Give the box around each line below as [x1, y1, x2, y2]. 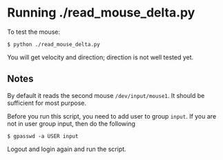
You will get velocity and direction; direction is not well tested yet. [7, 53, 194, 61]
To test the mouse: [7, 28, 61, 36]
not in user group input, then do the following [7, 119, 136, 128]
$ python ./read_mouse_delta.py [7, 41, 100, 48]
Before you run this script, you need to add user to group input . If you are [7, 112, 217, 120]
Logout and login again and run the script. [7, 145, 126, 153]
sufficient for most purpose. [7, 99, 87, 107]
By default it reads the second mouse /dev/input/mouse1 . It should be [7, 91, 205, 99]
